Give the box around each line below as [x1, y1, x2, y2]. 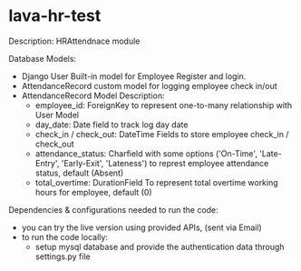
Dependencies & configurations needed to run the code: [8, 204, 218, 215]
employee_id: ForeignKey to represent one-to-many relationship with [34, 99, 292, 110]
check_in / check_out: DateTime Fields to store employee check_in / [34, 128, 289, 139]
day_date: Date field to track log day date [34, 119, 189, 130]
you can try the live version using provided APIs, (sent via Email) [21, 222, 262, 233]
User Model [34, 109, 79, 120]
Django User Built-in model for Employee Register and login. [21, 70, 247, 82]
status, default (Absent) [34, 167, 124, 178]
